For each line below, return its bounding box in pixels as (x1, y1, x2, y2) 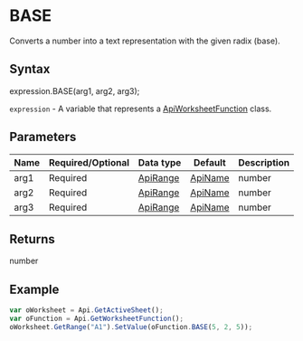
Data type (137, 156, 182, 168)
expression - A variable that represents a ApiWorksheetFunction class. (9, 103, 272, 114)
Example (9, 281, 60, 297)
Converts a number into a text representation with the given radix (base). (9, 35, 280, 46)
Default (193, 156, 226, 168)
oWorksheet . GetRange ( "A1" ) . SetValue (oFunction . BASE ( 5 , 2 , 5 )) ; (9, 322, 253, 331)
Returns (9, 232, 56, 247)
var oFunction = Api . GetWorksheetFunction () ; (9, 314, 184, 324)
